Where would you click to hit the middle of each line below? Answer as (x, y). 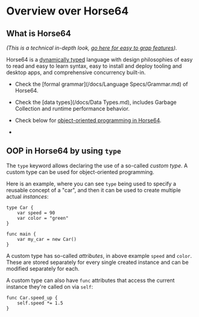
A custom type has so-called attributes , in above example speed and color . (99, 255)
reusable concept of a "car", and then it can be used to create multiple (93, 190)
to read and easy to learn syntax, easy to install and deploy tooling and (94, 66)
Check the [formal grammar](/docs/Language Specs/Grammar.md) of (101, 84)
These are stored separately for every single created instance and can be (97, 262)
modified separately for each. (43, 268)
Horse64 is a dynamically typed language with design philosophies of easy (99, 59)
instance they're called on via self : (50, 287)
